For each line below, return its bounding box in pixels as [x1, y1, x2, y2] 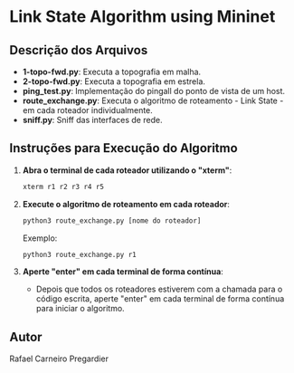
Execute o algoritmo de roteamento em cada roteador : [22, 198, 231, 209]
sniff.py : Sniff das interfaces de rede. [22, 115, 163, 125]
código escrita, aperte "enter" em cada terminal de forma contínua [35, 293, 285, 304]
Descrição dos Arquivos [9, 43, 148, 58]
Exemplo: [22, 233, 58, 244]
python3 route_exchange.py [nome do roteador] [22, 215, 202, 225]
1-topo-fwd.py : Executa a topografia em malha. [22, 66, 202, 77]
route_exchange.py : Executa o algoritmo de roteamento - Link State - [22, 95, 284, 106]
